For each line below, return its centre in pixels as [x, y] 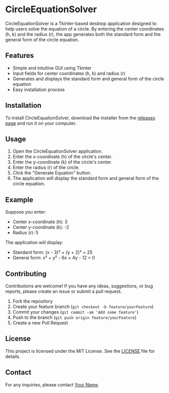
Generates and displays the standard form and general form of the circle [88, 79]
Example [19, 200]
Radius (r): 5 [25, 233]
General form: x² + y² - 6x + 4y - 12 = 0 [54, 258]
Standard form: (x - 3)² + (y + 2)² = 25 [53, 252]
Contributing [26, 274]
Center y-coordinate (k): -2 [41, 227]
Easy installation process [39, 89]
